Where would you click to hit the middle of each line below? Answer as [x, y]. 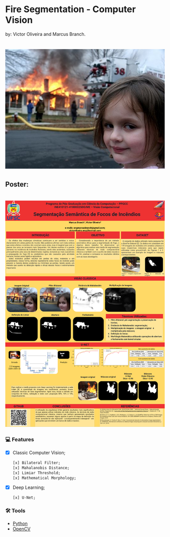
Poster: [17, 184]
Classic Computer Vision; [39, 452]
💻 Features [20, 440]
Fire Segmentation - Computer [71, 9]
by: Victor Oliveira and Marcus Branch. [46, 34]
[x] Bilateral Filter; [36, 463]
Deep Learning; [29, 487]
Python [20, 524]
